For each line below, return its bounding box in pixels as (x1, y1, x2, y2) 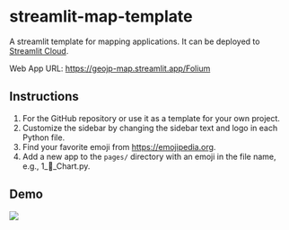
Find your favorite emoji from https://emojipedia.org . (22, 141, 216, 152)
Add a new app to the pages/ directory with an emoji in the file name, (22, 151, 276, 162)
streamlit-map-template (9, 6, 193, 27)
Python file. (22, 132, 66, 143)
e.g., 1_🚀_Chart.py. (22, 160, 91, 172)
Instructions (9, 89, 79, 104)
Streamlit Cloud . (9, 45, 69, 56)
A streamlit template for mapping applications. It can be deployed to (9, 36, 260, 47)
